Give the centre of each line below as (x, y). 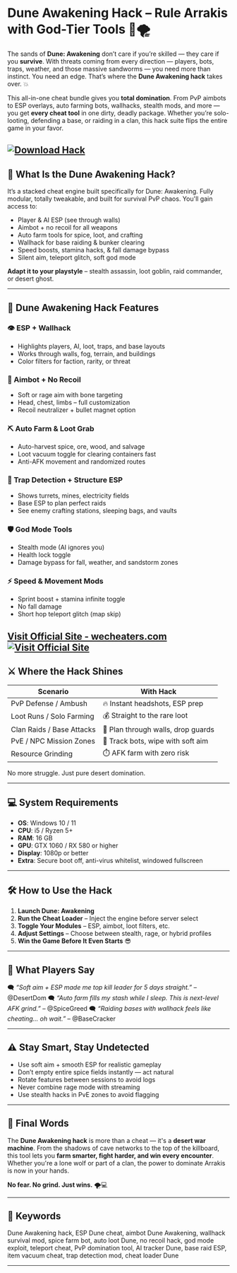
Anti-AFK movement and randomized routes (81, 462)
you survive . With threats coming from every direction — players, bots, (111, 61)
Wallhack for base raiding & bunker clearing (81, 242)
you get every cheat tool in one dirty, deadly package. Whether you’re (110, 113)
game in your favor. (35, 128)
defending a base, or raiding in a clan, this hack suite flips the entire (129, 120)
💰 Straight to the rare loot (145, 715)
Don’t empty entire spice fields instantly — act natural (96, 1072)
